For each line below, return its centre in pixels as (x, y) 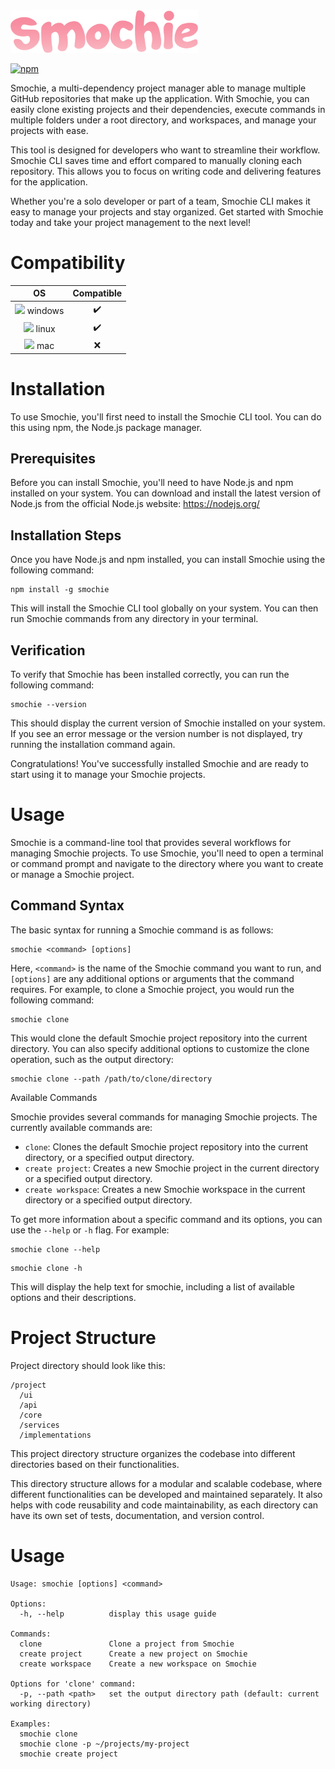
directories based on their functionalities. (95, 1464)
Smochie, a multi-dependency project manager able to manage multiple (158, 88)
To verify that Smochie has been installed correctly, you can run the (150, 675)
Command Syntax (67, 905)
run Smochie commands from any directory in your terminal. (134, 619)
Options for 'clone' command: (73, 1684)
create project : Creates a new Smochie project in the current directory (172, 1168)
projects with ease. (49, 130)
